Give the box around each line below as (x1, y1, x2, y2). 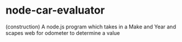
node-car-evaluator (5, 4, 105, 17)
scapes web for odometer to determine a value (5, 29, 120, 36)
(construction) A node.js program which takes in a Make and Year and (5, 23, 176, 30)
